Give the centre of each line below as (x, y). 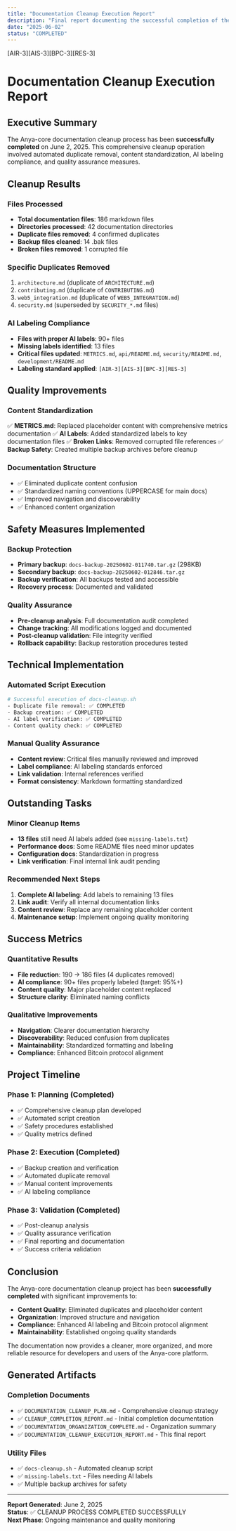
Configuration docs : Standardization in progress (88, 854)
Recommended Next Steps (54, 879)
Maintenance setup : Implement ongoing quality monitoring (103, 917)
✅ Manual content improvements (65, 1183)
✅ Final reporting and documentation (71, 1242)
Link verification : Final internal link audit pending (88, 861)
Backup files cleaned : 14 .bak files (68, 241)
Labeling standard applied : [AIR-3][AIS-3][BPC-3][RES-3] (102, 368)
